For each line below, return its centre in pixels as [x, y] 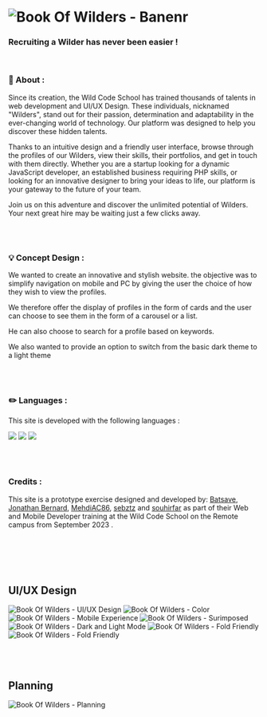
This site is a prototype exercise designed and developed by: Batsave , [123, 499]
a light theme [30, 356]
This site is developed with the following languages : [94, 421]
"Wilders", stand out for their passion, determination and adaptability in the [131, 114]
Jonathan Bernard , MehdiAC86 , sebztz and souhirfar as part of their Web [128, 507]
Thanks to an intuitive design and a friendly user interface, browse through [131, 147]
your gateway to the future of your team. [75, 189]
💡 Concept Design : [47, 258]
